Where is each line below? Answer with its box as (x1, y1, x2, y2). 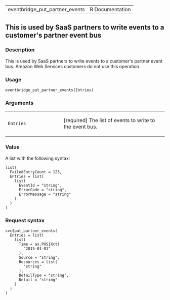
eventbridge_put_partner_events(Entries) (5, 87, 94, 93)
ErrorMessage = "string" (18, 192, 71, 197)
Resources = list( (18, 259, 58, 264)
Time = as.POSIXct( (18, 242, 60, 247)
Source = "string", (18, 255, 60, 260)
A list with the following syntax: (5, 155, 70, 161)
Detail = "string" (18, 277, 58, 282)
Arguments (5, 99, 34, 106)
